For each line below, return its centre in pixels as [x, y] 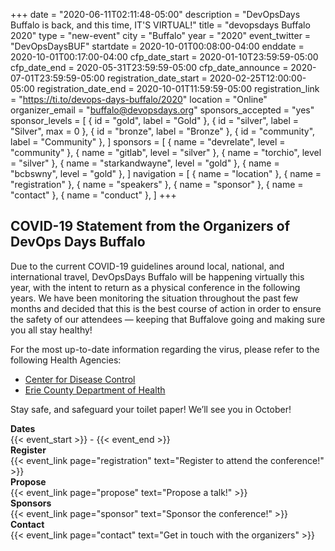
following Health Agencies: [66, 360]
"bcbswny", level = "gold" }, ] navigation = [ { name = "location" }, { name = [166, 173]
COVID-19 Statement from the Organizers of [150, 226]
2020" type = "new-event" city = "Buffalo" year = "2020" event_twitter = [161, 35]
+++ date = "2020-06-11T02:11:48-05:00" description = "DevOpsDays [155, 14]
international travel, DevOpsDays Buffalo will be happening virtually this [157, 276]
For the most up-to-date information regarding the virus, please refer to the [165, 349]
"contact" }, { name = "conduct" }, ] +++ [93, 195]
